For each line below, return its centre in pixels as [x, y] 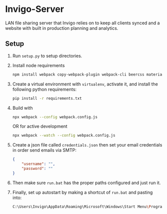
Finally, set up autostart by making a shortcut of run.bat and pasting [83, 192]
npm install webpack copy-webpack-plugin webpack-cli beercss [78, 74]
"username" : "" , [38, 164]
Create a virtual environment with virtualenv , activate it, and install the [85, 84]
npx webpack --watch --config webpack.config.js [64, 136]
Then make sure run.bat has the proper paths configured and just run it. [86, 183]
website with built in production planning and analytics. [62, 28]
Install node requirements [38, 65]
